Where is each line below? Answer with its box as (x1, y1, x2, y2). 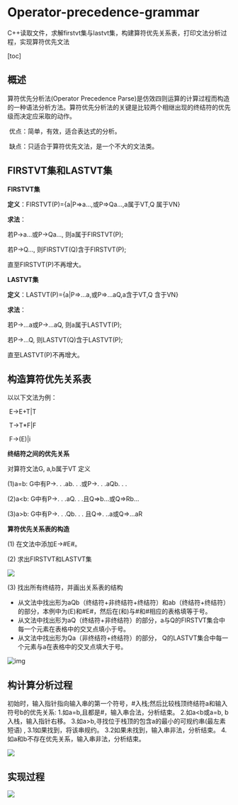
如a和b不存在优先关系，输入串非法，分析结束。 (7, 735, 145, 743)
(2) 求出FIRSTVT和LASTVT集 (7, 555, 92, 563)
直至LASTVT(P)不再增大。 (7, 350, 84, 359)
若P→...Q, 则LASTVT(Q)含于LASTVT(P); (7, 335, 123, 344)
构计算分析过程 (7, 679, 73, 691)
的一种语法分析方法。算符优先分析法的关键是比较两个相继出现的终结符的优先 (7, 103, 231, 111)
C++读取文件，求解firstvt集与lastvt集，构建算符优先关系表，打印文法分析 (7, 28, 221, 37)
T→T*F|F (8, 421, 37, 429)
